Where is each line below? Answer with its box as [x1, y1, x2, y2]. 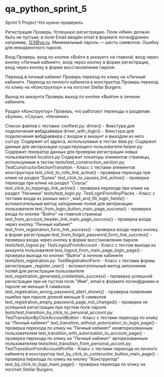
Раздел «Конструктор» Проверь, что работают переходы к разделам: [5, 108, 151, 114]
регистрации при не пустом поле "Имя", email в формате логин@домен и [5, 278, 159, 284]
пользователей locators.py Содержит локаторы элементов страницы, [5, 154, 150, 159]
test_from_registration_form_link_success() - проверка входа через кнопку [5, 226, 159, 232]
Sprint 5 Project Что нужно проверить [5, 20, 83, 25]
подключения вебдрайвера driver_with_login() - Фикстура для [5, 128, 134, 134]
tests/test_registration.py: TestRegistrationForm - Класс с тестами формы [5, 258, 155, 263]
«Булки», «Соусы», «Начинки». [5, 113, 70, 119]
